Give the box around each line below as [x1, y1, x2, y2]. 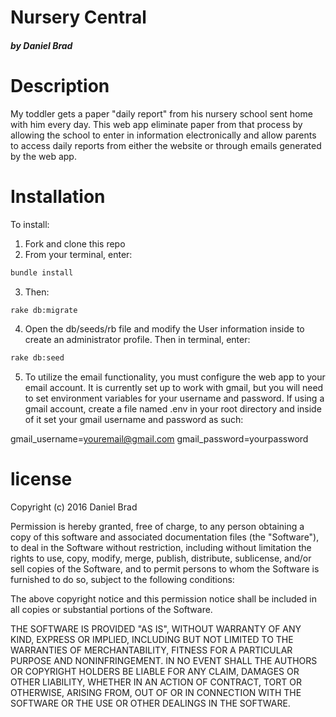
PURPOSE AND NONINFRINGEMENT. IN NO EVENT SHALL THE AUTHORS [10, 655, 318, 667]
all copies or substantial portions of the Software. [10, 604, 213, 616]
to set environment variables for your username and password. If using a [24, 392, 325, 405]
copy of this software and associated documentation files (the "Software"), [10, 531, 320, 543]
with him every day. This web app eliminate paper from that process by [10, 118, 303, 130]
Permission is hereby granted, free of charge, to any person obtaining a [10, 521, 305, 533]
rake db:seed [10, 353, 65, 363]
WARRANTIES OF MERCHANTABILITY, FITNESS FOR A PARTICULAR [10, 644, 293, 656]
